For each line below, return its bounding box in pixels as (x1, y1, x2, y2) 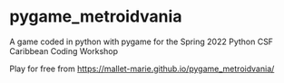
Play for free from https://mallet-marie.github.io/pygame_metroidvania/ (9, 63, 275, 74)
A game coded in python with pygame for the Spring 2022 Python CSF (9, 36, 274, 47)
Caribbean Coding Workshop (9, 45, 119, 56)
